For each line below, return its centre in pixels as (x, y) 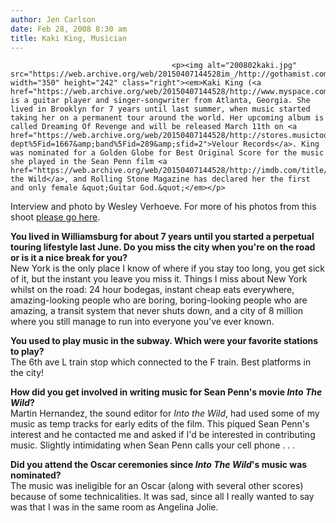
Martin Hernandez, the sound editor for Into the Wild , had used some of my (165, 413)
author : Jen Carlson (53, 19)
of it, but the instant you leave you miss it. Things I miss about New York (159, 279)
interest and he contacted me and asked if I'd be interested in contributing (163, 435)
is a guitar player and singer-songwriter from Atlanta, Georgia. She (160, 101)
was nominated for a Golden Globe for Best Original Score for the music (167, 153)
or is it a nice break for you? (69, 258)
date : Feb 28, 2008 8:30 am (69, 29)
